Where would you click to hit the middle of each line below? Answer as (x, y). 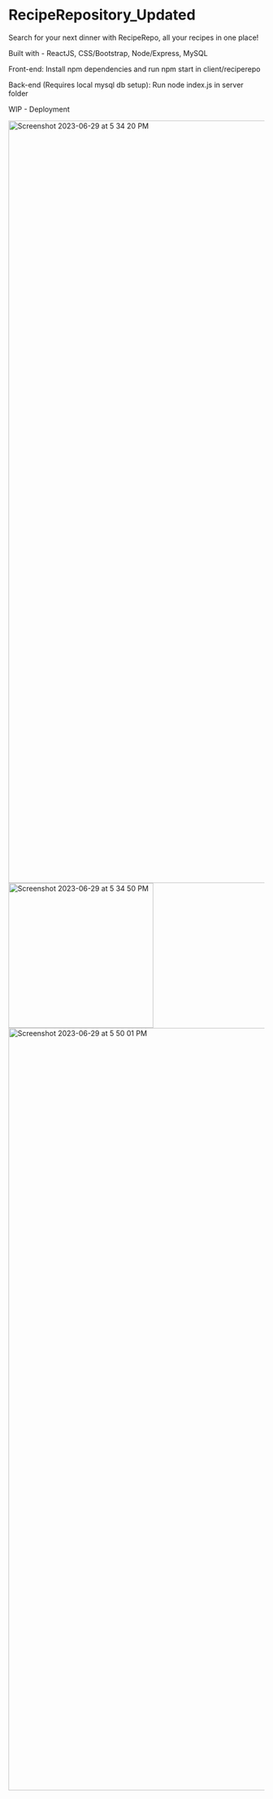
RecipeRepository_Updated (102, 15)
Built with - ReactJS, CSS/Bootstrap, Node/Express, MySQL (108, 53)
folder (18, 93)
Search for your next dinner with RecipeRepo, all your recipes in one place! (134, 37)
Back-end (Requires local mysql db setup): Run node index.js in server (126, 85)
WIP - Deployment (39, 109)
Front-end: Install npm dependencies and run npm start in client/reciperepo (134, 69)
